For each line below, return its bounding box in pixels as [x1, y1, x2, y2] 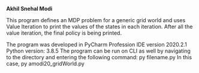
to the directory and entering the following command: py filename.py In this [6, 54, 192, 60]
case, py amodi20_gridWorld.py [6, 60, 85, 67]
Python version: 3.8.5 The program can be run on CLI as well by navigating [6, 47, 191, 54]
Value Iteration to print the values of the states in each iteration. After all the [6, 23, 193, 30]
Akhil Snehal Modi [6, 5, 53, 12]
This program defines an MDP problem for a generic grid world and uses [6, 17, 186, 23]
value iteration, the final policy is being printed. [6, 29, 122, 36]
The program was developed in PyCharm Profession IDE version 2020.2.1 [6, 41, 187, 48]
